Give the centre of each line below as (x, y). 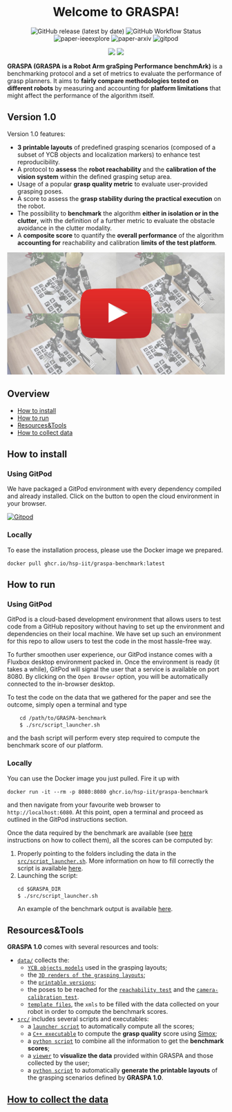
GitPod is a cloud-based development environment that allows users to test (114, 620)
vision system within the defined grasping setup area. (94, 176)
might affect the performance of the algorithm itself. (81, 95)
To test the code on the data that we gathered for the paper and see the (109, 698)
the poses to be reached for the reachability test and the (111, 990)
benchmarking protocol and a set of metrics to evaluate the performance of (115, 73)
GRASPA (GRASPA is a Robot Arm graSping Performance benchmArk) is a (115, 66)
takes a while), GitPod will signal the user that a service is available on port (113, 669)
